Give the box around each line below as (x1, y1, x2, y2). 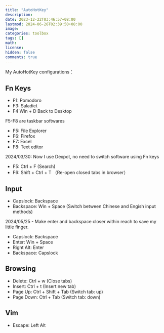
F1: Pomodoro (12, 97, 42, 104)
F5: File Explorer (12, 128, 47, 134)
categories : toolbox (5, 31, 49, 36)
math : (5, 40, 17, 46)
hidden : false (5, 50, 35, 55)
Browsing (5, 264, 36, 273)
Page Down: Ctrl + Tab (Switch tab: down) (12, 294, 101, 300)
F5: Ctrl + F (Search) (12, 163, 56, 170)
